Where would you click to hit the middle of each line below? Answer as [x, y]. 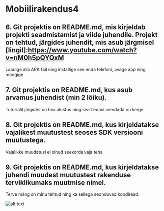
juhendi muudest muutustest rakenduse [68, 175]
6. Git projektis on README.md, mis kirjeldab [76, 27]
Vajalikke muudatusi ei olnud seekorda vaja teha [54, 152]
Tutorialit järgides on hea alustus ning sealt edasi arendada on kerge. [75, 109]
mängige [14, 75]
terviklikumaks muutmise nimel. [56, 183]
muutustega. [26, 140]
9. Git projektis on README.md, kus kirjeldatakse [82, 167]
